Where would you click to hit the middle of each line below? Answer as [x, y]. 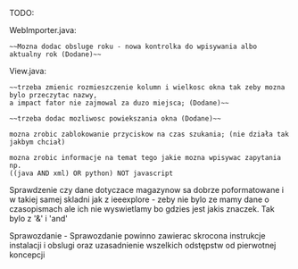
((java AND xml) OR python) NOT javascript [91, 173]
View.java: [28, 71]
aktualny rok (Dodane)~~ [55, 55]
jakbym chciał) [37, 142]
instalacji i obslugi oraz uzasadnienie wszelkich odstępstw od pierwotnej [143, 245]
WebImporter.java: [43, 30]
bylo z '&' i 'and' [39, 219]
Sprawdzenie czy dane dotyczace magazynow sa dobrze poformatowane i [146, 190]
